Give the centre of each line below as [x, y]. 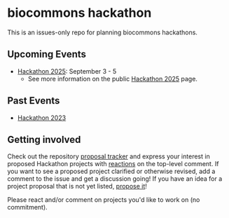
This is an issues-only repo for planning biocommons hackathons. [103, 32]
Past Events [34, 101]
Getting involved [44, 139]
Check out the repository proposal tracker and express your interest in [109, 156]
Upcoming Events [47, 54]
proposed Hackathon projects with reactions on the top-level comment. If [113, 164]
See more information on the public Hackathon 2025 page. [113, 79]
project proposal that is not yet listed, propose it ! [77, 186]
